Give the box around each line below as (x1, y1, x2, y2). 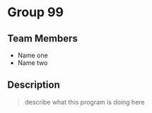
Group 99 (7, 4, 64, 20)
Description (7, 79, 60, 91)
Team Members (7, 32, 78, 44)
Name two (17, 59, 48, 67)
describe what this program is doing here (24, 97, 145, 106)
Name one (17, 51, 48, 59)
